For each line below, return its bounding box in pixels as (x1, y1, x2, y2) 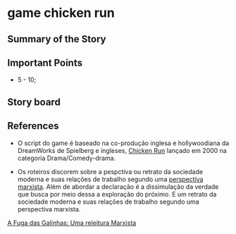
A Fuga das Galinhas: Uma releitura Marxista (7, 218, 137, 227)
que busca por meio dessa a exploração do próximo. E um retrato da (17, 190, 217, 198)
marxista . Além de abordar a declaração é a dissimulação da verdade (17, 182, 219, 191)
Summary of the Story (7, 33, 106, 45)
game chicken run (7, 5, 115, 21)
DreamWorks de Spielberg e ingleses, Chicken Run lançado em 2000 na (17, 146, 227, 154)
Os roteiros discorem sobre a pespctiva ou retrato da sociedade (17, 167, 203, 175)
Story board (7, 96, 61, 108)
